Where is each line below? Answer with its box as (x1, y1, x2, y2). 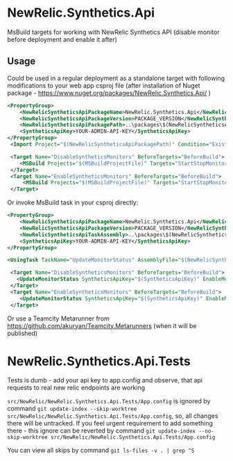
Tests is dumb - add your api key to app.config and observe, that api (7, 376, 203, 385)
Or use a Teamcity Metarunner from (7, 314, 110, 323)
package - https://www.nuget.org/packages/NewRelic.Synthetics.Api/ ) (7, 88, 212, 97)
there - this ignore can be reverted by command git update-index (7, 426, 196, 435)
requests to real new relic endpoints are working (7, 384, 146, 392)
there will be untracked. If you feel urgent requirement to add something (7, 419, 213, 428)
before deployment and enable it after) (7, 35, 118, 43)
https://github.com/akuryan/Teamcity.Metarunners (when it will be (7, 321, 197, 330)
